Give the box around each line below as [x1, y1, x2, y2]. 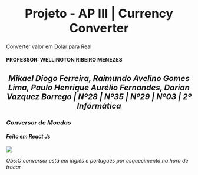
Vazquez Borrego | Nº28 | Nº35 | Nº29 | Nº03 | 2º [6, 92, 192, 102]
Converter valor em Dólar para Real [6, 43, 92, 50]
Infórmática [76, 100, 122, 111]
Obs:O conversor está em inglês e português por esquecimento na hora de [6, 157, 189, 164]
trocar [6, 163, 21, 170]
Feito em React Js [6, 133, 51, 140]
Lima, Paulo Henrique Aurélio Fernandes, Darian [8, 82, 190, 92]
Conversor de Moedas [6, 118, 72, 126]
